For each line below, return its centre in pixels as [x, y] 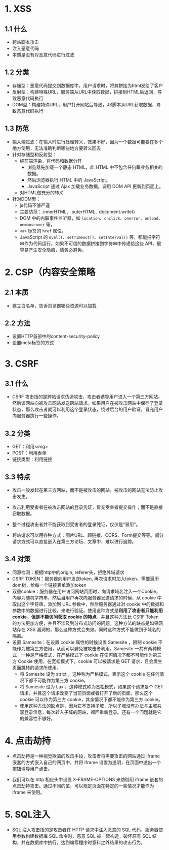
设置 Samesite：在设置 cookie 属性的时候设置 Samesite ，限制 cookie [85, 642]
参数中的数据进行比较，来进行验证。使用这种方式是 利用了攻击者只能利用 [87, 610]
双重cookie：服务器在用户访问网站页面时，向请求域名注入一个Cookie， [86, 591]
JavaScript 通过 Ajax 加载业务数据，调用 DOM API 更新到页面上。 [95, 186]
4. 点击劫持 [28, 741]
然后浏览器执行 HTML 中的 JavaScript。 [69, 180]
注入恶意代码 [25, 48]
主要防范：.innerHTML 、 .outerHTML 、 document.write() [77, 211]
